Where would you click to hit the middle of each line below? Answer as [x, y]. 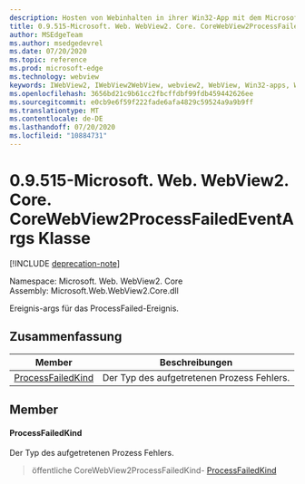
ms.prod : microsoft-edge [56, 69]
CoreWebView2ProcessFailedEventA [152, 219]
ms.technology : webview [54, 77]
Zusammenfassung [66, 337]
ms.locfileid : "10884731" [58, 136]
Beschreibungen [196, 362]
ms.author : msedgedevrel [56, 43]
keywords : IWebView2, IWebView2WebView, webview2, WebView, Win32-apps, [150, 85]
